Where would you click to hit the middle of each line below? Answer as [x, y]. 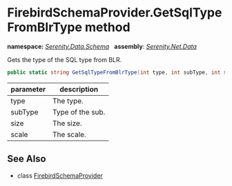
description [79, 89]
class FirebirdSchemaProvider [60, 175]
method [108, 27]
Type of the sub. [79, 112]
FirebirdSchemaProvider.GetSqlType [115, 13]
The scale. [69, 134]
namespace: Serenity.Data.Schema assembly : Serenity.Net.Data [102, 46]
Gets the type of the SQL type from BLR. [65, 59]
